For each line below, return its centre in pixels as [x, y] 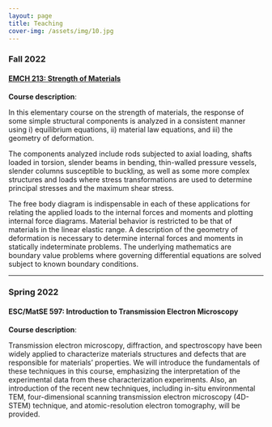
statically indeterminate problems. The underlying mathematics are [120, 247]
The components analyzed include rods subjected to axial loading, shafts [130, 154]
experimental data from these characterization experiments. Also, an [123, 379]
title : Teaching [36, 23]
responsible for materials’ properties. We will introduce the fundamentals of [134, 362]
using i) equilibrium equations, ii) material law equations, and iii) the [121, 129]
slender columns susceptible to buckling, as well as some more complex [129, 171]
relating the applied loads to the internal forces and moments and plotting [131, 212]
